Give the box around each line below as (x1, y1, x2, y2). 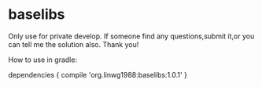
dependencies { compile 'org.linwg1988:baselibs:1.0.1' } (8, 70, 187, 79)
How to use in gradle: (8, 55, 77, 64)
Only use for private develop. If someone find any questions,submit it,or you (8, 31, 255, 41)
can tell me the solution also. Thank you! (8, 39, 139, 49)
